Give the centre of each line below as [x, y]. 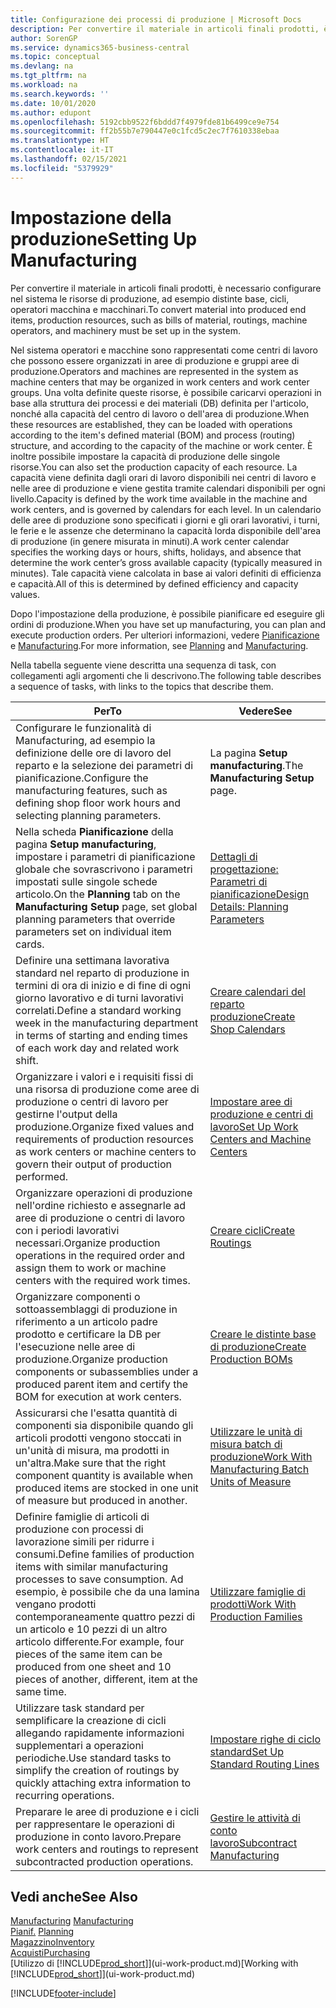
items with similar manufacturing [92, 1566]
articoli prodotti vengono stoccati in [98, 1438]
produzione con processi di [79, 1529]
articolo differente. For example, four [100, 1641]
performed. [42, 1176]
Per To [108, 711]
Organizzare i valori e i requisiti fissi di [104, 1076]
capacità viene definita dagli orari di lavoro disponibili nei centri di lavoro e [163, 477]
